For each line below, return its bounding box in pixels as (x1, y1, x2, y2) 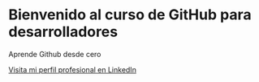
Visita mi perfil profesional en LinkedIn (8, 64, 136, 74)
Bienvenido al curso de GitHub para (8, 6, 252, 24)
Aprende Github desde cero (8, 49, 101, 59)
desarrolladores (8, 23, 119, 41)
